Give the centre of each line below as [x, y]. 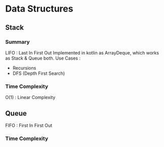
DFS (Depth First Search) [39, 73]
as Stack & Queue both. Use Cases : [43, 58]
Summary [18, 42]
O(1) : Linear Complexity [30, 97]
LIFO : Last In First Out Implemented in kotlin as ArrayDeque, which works [82, 53]
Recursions [24, 68]
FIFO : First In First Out [29, 125]
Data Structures [39, 9]
